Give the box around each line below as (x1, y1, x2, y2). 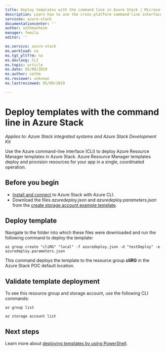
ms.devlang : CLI (5, 58, 39, 62)
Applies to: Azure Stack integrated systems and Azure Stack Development (5, 133, 157, 139)
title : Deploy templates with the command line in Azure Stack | (5, 7, 142, 12)
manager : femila (5, 30, 39, 35)
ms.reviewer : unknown (5, 76, 50, 81)
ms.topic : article (5, 62, 43, 67)
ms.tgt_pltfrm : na (5, 53, 43, 58)
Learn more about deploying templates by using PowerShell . (5, 340, 128, 346)
